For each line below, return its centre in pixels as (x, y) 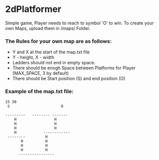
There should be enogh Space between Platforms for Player (74, 68)
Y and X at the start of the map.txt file (51, 52)
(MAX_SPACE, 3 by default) (40, 73)
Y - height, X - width (33, 57)
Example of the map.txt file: (39, 92)
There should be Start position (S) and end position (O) (69, 79)
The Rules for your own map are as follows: (59, 41)
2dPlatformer (33, 9)
